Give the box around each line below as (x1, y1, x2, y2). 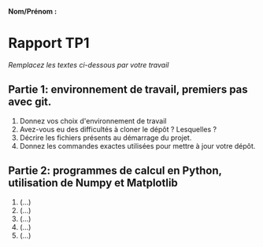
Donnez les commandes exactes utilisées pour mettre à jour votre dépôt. (19, 141, 256, 150)
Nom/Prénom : (8, 7, 57, 16)
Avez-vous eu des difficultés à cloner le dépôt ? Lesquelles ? (19, 124, 217, 134)
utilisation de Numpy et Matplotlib (8, 176, 179, 190)
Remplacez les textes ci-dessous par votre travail (8, 60, 169, 69)
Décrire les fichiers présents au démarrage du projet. (19, 133, 192, 142)
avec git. (8, 95, 52, 109)
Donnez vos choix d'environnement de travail (19, 116, 167, 125)
